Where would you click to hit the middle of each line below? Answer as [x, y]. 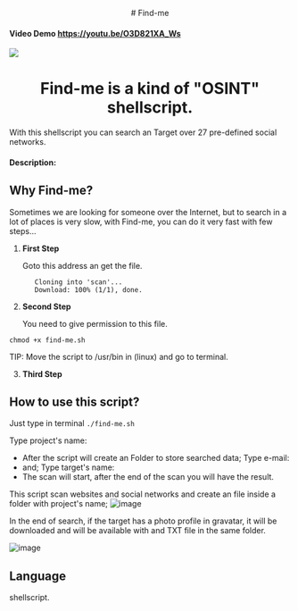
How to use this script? [74, 402]
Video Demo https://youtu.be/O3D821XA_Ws [95, 33]
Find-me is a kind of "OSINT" [150, 89]
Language [38, 576]
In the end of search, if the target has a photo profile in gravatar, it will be [143, 521]
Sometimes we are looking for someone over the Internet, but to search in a [148, 212]
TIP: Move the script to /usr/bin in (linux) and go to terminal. [119, 356]
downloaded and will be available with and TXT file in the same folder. [137, 531]
